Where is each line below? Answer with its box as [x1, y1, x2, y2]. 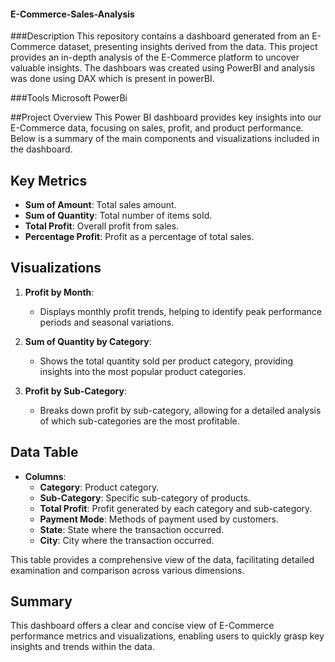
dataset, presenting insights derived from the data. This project [58, 41, 318, 53]
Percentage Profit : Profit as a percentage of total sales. [24, 231, 255, 243]
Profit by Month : [24, 286, 95, 298]
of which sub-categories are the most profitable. [39, 415, 240, 427]
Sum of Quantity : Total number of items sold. [24, 210, 213, 222]
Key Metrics [10, 172, 88, 189]
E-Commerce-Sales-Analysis [10, 8, 135, 20]
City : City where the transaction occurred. [39, 534, 215, 546]
